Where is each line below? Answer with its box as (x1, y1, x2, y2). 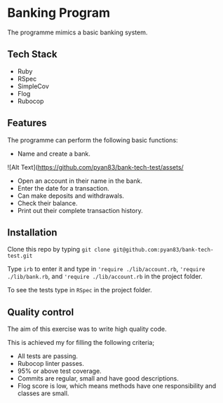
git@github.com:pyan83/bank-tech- (113, 247, 214, 254)
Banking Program (7, 5, 111, 21)
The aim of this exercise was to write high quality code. (7, 325, 167, 334)
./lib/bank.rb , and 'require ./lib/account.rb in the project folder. (7, 272, 203, 281)
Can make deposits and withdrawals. (17, 191, 125, 200)
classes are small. (17, 389, 69, 397)
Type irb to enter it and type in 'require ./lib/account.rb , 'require (7, 265, 205, 273)
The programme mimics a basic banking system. (7, 28, 148, 36)
